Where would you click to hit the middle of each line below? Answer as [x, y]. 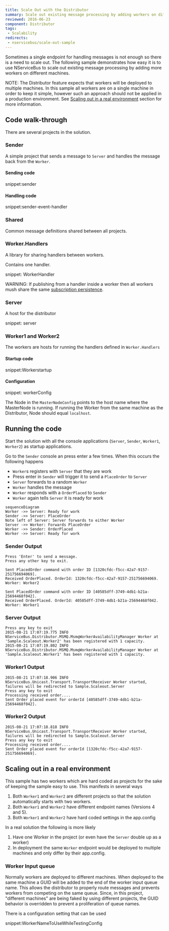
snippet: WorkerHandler [30, 274]
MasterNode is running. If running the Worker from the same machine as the [84, 408]
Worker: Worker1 [22, 605]
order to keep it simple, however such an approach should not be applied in [83, 93]
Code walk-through [36, 120]
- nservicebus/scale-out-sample [41, 43]
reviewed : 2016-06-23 [28, 19]
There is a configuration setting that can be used [56, 913]
